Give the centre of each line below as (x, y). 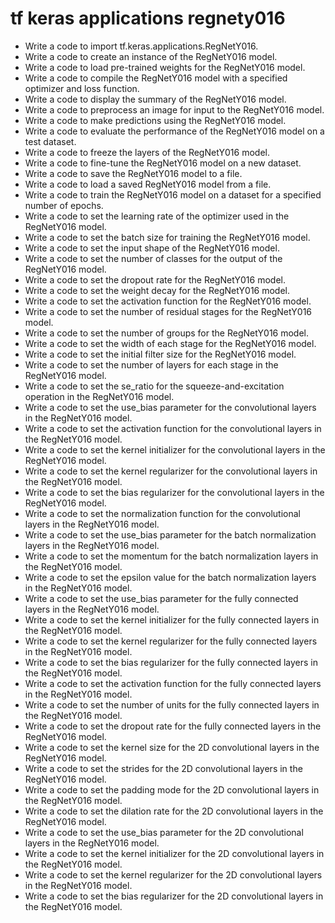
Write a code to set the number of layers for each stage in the (151, 364)
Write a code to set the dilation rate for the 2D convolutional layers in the (174, 811)
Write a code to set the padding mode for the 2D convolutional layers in (172, 789)
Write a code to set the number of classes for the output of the (153, 258)
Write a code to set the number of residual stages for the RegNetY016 (168, 311)
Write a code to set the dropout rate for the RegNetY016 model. (155, 279)
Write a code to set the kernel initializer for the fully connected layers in (172, 619)
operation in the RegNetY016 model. (99, 396)
